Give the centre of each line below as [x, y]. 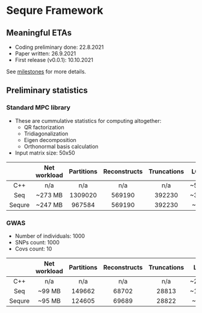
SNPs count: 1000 [37, 242]
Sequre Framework [55, 11]
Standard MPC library [38, 108]
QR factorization [44, 127]
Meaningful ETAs [39, 33]
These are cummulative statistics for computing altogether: [88, 120]
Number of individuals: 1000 [50, 236]
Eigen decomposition [50, 140]
